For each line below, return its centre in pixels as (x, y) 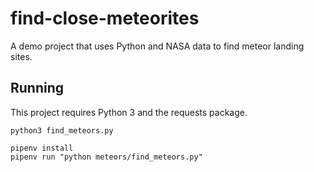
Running (37, 88)
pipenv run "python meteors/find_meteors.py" (106, 157)
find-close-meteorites (105, 18)
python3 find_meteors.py (62, 130)
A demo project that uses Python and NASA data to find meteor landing (157, 46)
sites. (21, 56)
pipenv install (42, 148)
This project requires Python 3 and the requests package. (129, 112)
